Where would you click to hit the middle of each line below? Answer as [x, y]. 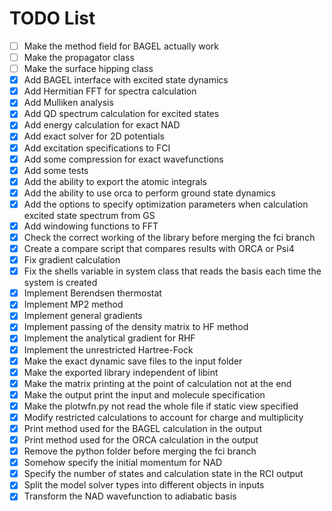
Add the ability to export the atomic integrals [115, 181]
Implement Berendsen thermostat [92, 293]
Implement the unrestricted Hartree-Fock [108, 349]
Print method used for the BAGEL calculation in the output [142, 428]
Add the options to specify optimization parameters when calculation [166, 204]
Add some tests [56, 170]
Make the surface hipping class [88, 69]
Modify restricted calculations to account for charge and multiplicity [163, 417]
